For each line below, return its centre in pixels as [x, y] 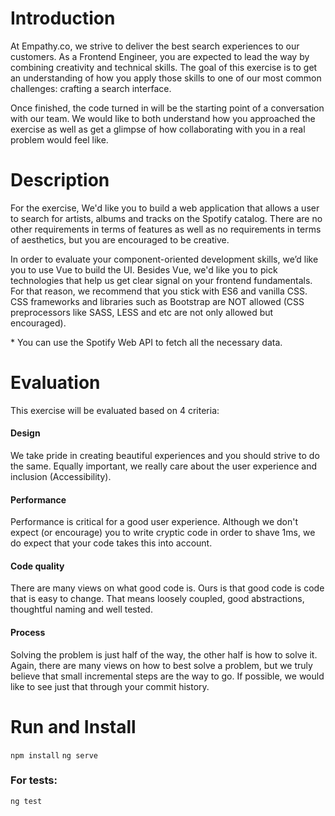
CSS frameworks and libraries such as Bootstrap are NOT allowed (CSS [157, 301]
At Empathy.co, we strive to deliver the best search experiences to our [155, 46]
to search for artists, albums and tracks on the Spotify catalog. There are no [166, 218]
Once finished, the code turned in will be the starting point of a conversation [167, 108]
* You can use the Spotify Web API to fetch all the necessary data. [146, 342]
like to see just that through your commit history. [110, 686]
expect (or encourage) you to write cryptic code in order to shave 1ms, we [163, 533]
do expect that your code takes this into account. [111, 543]
